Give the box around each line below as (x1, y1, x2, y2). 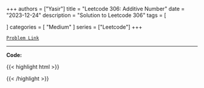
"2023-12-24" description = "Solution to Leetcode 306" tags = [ (6, 12, 166, 19)
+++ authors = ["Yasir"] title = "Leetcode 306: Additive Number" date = (6, 5, 185, 12)
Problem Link (6, 35, 39, 41)
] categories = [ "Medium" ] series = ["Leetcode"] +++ (6, 24, 143, 30)
